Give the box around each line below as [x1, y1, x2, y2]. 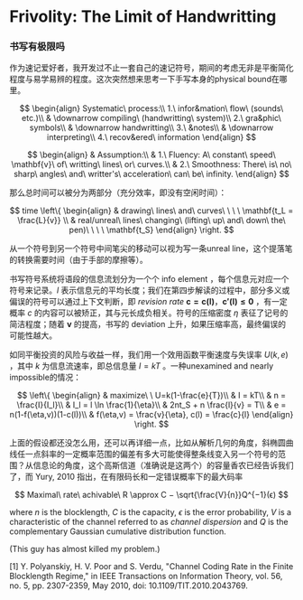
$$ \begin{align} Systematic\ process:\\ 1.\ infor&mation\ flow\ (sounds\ [19, 103, 284, 114]
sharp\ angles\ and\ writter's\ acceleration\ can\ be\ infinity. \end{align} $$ [13, 169, 290, 180]
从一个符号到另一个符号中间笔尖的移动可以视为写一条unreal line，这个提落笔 [9, 243, 293, 254]
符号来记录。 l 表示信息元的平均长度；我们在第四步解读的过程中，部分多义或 [9, 285, 290, 295]
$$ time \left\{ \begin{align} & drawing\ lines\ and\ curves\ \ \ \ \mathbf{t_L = [9, 205, 294, 216]
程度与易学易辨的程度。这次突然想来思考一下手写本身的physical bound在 [9, 74, 280, 85]
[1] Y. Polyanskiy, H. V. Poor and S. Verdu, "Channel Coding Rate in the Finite [9, 561, 294, 572]
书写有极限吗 [9, 41, 66, 53]
